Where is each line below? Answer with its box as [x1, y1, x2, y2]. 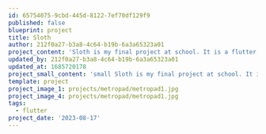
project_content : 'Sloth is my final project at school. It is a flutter [8, 48, 257, 56]
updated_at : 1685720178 [8, 63, 87, 71]
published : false [8, 19, 66, 27]
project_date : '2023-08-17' [8, 114, 101, 122]
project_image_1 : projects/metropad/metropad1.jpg [8, 84, 179, 93]
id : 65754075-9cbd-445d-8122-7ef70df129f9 [8, 11, 150, 20]
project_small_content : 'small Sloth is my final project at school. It [8, 70, 253, 78]
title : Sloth [8, 33, 51, 42]
